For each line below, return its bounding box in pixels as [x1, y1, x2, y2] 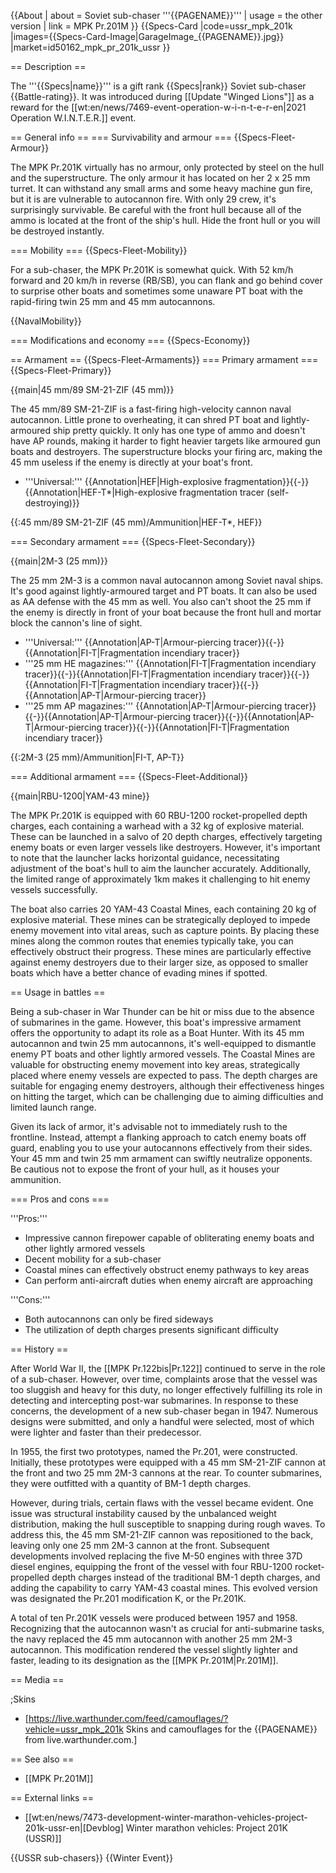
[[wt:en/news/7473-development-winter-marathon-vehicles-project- [24, 1811, 308, 1823]
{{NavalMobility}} [10, 315, 82, 327]
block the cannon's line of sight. [10, 617, 143, 629]
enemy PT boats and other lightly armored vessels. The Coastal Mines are [10, 1048, 316, 1060]
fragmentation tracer [179, 486, 265, 498]
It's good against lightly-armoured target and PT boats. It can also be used [10, 585, 318, 597]
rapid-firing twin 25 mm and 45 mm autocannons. [10, 296, 216, 307]
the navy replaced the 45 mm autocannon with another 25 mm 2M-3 [10, 1633, 293, 1645]
